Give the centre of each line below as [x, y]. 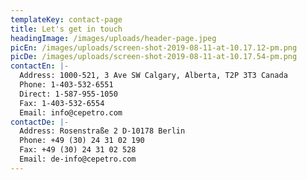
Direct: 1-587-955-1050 [68, 94]
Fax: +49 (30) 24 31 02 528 [78, 150]
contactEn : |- [40, 66]
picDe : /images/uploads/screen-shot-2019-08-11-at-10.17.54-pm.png [154, 57]
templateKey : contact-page [66, 19]
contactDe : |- [40, 122]
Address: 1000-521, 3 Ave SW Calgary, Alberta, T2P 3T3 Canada [153, 76]
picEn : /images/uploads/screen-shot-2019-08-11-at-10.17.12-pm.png [154, 47]
